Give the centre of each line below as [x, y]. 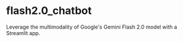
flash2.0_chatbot [49, 11]
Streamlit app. [23, 33]
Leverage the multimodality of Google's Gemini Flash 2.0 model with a [92, 27]
